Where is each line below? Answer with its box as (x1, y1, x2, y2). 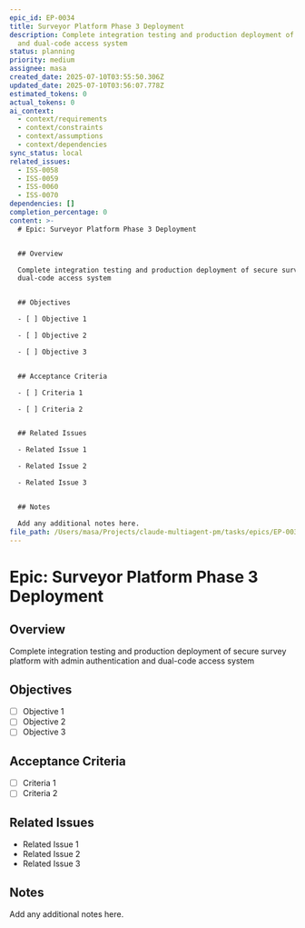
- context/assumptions (17, 132, 103, 141)
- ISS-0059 (17, 174, 59, 183)
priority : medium (9, 55, 75, 65)
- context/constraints (17, 124, 103, 133)
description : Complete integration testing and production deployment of (9, 30, 295, 39)
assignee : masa (9, 65, 67, 74)
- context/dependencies (17, 140, 107, 149)
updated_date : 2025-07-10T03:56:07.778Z (9, 81, 165, 90)
